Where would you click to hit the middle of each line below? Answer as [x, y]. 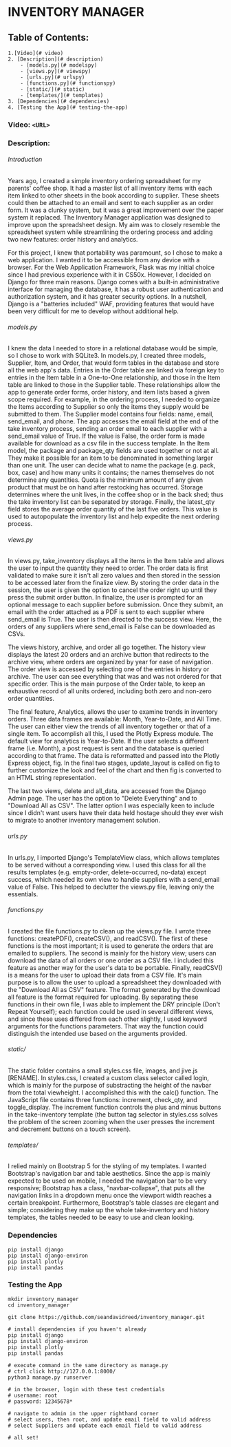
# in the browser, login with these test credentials [87, 1389]
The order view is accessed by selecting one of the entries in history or [109, 669]
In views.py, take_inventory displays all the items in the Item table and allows [116, 561]
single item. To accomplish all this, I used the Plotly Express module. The [111, 734]
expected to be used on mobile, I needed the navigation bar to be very [107, 1181]
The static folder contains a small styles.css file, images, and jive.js [103, 1070]
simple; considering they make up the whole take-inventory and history [109, 1210]
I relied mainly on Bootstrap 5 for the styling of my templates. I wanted [107, 1166]
